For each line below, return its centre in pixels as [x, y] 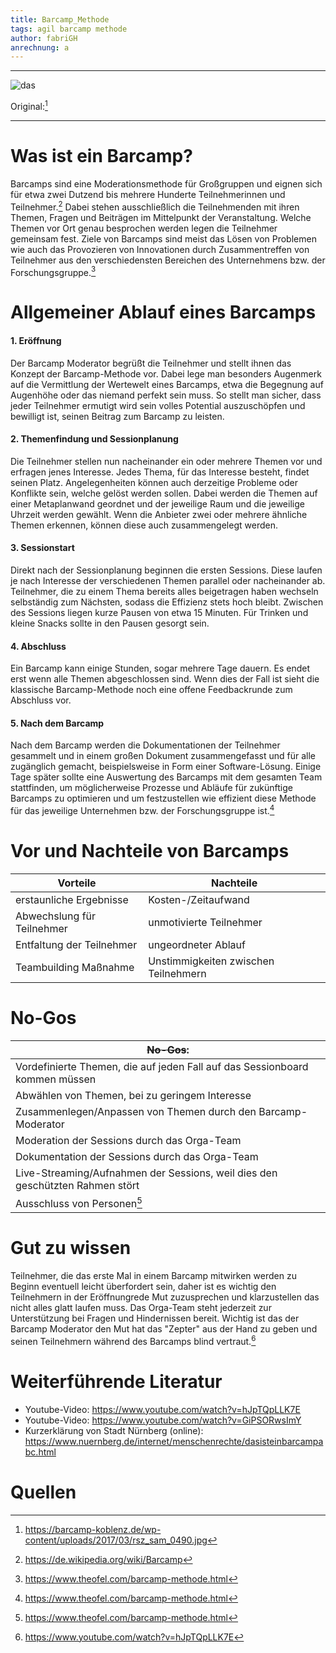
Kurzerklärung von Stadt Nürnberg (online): [114, 1430]
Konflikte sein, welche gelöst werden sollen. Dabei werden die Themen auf [164, 493]
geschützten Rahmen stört [77, 1185]
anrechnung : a [40, 47]
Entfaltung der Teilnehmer [76, 944]
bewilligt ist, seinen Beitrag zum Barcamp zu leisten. [117, 416]
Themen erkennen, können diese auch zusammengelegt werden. [144, 525]
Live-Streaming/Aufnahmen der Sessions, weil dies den [146, 1173]
